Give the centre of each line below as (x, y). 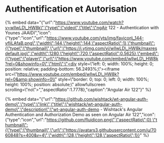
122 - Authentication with (134, 27)
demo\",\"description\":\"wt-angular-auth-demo (52, 109)
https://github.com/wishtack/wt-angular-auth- (102, 99)
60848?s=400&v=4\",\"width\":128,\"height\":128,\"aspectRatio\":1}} (72, 135)
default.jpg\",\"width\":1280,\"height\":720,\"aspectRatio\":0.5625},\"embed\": (82, 53)
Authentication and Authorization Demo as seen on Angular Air (68, 114)
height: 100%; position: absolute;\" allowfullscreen (55, 84)
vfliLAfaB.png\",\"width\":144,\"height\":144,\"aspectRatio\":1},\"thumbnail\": (80, 43)
